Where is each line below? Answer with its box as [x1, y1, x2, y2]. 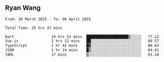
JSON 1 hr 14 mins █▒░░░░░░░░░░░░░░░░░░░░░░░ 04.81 [5, 48, 160, 53]
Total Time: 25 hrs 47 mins [5, 25, 63, 31]
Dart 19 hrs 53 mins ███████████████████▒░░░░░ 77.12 [5, 34, 160, 39]
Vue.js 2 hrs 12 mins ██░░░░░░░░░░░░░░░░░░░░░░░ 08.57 [5, 39, 160, 44]
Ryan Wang [5, 4, 41, 12]
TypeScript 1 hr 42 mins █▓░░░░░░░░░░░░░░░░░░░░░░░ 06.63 [5, 43, 160, 48]
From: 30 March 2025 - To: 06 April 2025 [5, 16, 91, 21]
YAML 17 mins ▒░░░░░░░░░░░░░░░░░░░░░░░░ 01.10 [5, 52, 160, 57]
